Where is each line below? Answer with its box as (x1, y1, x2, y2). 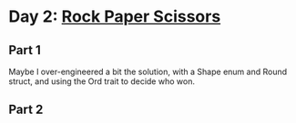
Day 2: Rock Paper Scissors (8, 6, 221, 27)
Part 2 (8, 102, 44, 118)
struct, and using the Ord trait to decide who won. (8, 76, 195, 87)
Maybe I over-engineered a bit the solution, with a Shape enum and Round (8, 66, 288, 77)
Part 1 (8, 43, 42, 58)
